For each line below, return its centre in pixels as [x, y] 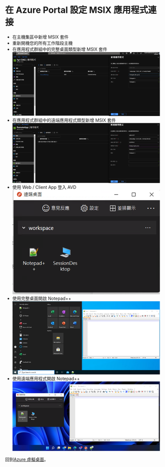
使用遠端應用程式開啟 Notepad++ [46, 379]
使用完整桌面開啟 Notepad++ [41, 298]
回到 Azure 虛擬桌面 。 [27, 459]
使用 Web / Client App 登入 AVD [44, 187]
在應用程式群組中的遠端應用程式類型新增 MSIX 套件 [64, 120]
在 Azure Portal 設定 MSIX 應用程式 [77, 10]
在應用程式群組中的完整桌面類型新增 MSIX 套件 [60, 49]
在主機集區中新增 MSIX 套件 [40, 37]
